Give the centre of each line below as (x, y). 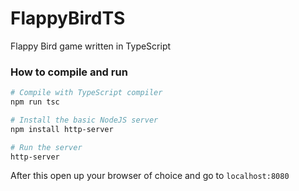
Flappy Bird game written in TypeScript (91, 46)
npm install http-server (62, 129)
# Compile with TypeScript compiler (86, 93)
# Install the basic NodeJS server (84, 120)
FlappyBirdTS (68, 18)
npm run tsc (35, 102)
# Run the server (46, 147)
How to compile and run (69, 72)
